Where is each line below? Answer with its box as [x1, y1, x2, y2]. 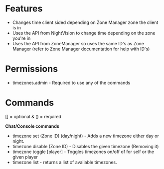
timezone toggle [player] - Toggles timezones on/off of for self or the [12, 149, 155, 155]
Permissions [5, 63, 58, 75]
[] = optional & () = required [5, 113, 61, 119]
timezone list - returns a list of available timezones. [12, 159, 117, 165]
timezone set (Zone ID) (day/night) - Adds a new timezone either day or [12, 133, 160, 139]
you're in [12, 35, 31, 41]
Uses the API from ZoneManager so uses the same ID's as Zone [12, 40, 145, 46]
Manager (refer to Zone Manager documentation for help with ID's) [12, 46, 150, 52]
